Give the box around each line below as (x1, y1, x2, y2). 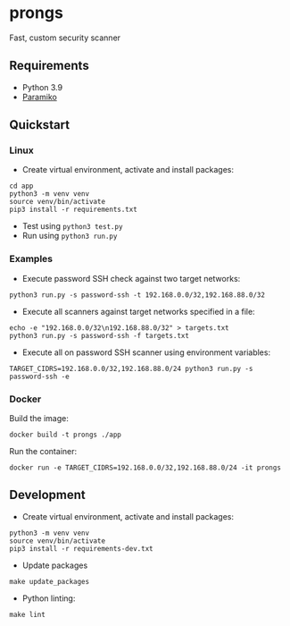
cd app (9, 182, 34, 190)
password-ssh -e (9, 372, 70, 381)
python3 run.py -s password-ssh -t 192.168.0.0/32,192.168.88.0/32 (9, 290, 266, 300)
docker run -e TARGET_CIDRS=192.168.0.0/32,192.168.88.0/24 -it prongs (9, 463, 281, 472)
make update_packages (9, 577, 90, 586)
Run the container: (9, 446, 78, 457)
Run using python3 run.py (21, 231, 118, 241)
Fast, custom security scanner (9, 32, 121, 43)
